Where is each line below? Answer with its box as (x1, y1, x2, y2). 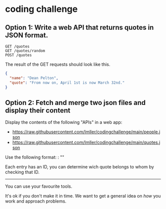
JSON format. (5, 31, 48, 39)
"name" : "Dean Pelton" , (9, 75, 58, 80)
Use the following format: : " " (5, 155, 64, 160)
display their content (5, 106, 71, 114)
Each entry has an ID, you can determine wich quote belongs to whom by (5, 164, 154, 170)
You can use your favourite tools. (5, 183, 73, 189)
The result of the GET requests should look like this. (5, 61, 111, 67)
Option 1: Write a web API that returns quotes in (5, 23, 154, 32)
